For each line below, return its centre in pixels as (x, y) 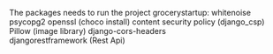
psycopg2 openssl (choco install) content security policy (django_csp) (137, 22)
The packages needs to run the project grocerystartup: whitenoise (130, 13)
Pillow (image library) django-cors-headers (87, 31)
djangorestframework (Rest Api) (67, 40)
